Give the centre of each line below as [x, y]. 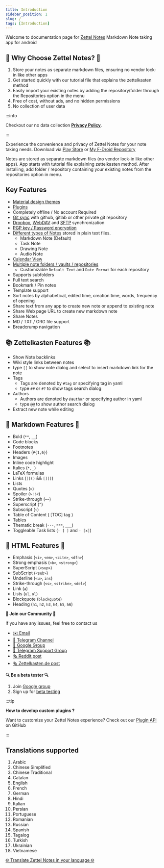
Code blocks [25, 441]
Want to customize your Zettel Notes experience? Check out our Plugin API [81, 720]
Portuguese [24, 814]
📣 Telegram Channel [33, 640]
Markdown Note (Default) [46, 238]
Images [20, 457]
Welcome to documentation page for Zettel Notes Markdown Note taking [79, 37]
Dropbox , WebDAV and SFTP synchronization [59, 222]
